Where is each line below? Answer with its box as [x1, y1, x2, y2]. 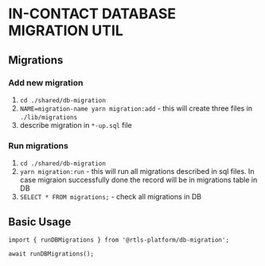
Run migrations [8, 140, 69, 151]
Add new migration [8, 77, 84, 88]
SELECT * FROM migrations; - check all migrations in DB [19, 192, 201, 202]
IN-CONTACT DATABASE [8, 5, 177, 23]
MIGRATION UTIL [8, 21, 123, 40]
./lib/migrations [19, 113, 78, 121]
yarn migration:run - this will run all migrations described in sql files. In [19, 167, 255, 176]
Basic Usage [8, 215, 72, 229]
